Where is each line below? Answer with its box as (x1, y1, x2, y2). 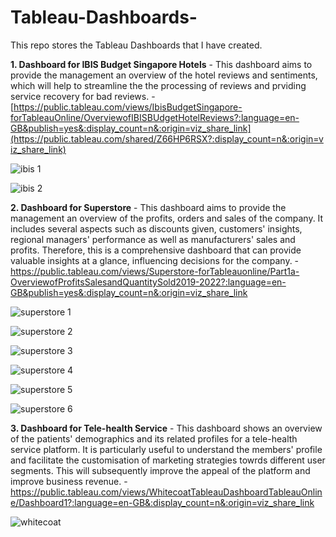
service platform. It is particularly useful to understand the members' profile (10, 443, 323, 455)
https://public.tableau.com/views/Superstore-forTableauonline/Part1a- (10, 265, 300, 277)
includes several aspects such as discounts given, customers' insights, (10, 222, 303, 235)
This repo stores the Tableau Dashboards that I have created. (10, 39, 263, 51)
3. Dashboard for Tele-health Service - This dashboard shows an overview (10, 422, 323, 434)
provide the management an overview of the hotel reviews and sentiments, (10, 69, 318, 81)
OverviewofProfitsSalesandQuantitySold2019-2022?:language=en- (10, 276, 287, 288)
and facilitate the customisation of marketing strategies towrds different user (10, 454, 326, 466)
